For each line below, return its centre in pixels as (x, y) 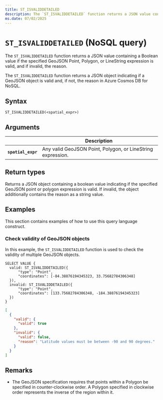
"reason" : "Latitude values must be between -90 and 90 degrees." (86, 342)
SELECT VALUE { (20, 263)
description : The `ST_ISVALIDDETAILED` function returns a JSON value (78, 14)
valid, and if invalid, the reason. (36, 66)
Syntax (16, 101)
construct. (15, 226)
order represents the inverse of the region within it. (63, 392)
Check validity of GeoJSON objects (47, 239)
